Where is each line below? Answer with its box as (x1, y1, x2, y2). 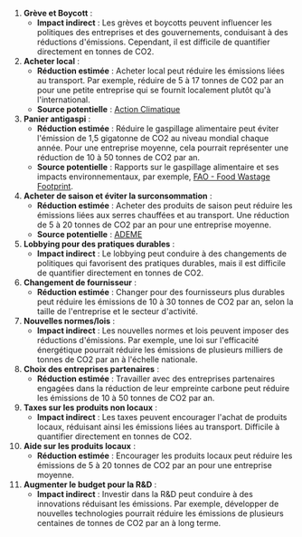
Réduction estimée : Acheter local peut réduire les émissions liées (36, 65, 286, 76)
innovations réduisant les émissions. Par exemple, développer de (36, 498, 279, 509)
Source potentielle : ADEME (36, 229, 143, 239)
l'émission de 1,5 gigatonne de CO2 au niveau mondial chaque (36, 133, 269, 143)
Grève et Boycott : (23, 8, 93, 18)
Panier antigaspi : (23, 113, 91, 124)
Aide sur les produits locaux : (23, 441, 137, 451)
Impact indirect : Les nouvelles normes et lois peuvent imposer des (36, 325, 289, 336)
